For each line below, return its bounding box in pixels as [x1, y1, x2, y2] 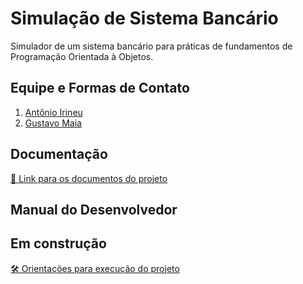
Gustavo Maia [24, 117, 82, 129]
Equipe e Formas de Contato [10, 80, 190, 97]
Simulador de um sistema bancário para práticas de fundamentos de [10, 40, 293, 52]
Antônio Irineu [24, 106, 83, 118]
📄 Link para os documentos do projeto [10, 172, 168, 184]
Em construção [10, 235, 107, 252]
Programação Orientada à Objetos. [10, 50, 154, 62]
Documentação [10, 146, 108, 163]
